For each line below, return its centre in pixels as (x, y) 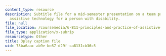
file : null (16, 23)
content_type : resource (30, 9)
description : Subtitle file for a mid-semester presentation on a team (80, 14)
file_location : (21, 28)
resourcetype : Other (26, 37)
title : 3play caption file (33, 41)
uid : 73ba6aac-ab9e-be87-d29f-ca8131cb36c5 (51, 46)
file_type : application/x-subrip (40, 32)
